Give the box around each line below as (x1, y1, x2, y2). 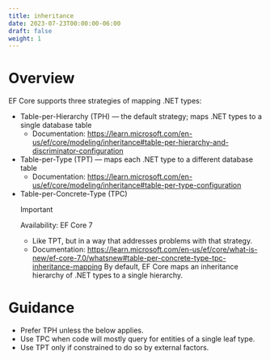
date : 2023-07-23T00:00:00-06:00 (8, 19, 121, 28)
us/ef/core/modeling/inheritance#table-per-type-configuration (32, 180, 242, 190)
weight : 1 (8, 34, 42, 43)
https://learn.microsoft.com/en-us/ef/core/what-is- (87, 244, 258, 255)
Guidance (8, 299, 75, 317)
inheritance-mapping (32, 262, 103, 272)
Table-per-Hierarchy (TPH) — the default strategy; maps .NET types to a (19, 112, 263, 121)
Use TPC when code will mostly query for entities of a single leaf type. (19, 334, 255, 344)
